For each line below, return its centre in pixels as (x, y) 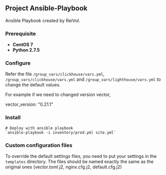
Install (13, 117)
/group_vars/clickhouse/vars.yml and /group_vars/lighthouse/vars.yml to (83, 79)
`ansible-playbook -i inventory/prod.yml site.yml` (61, 133)
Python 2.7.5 (26, 50)
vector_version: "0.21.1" (29, 104)
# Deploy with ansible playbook (39, 128)
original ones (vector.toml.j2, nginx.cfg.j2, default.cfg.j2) (64, 167)
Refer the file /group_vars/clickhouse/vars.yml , (55, 74)
